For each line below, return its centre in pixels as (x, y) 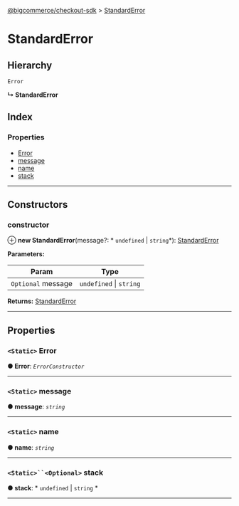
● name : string (31, 447)
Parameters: (26, 254)
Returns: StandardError (42, 301)
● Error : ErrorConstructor (46, 367)
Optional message (42, 284)
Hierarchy (30, 65)
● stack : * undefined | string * (53, 487)
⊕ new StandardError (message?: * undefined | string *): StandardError (113, 241)
